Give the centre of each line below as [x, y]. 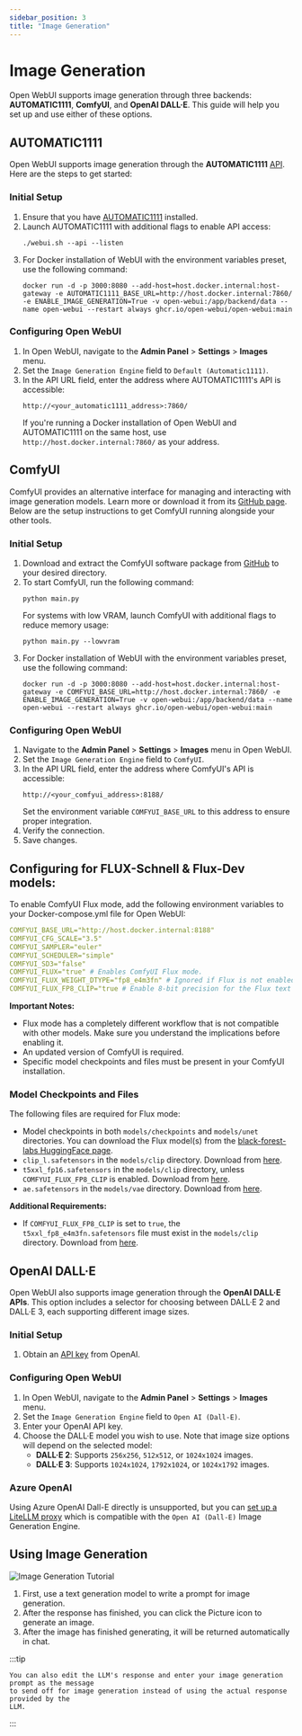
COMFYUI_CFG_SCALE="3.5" [56, 939]
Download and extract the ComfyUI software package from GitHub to [151, 563]
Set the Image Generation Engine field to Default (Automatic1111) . [146, 370]
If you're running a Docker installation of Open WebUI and [129, 423]
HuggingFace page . [77, 1151]
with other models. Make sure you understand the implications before [151, 1033]
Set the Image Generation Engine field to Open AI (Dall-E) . [131, 1416]
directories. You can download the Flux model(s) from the [129, 1141]
